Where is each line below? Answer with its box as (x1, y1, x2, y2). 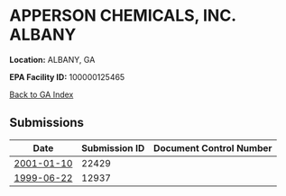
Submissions (9, 115, 84, 130)
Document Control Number (152, 141, 272, 154)
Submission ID (80, 141, 145, 154)
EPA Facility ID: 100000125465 (9, 71, 125, 82)
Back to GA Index (9, 89, 74, 100)
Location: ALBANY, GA (9, 54, 96, 65)
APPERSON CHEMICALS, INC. (9, 5, 236, 26)
